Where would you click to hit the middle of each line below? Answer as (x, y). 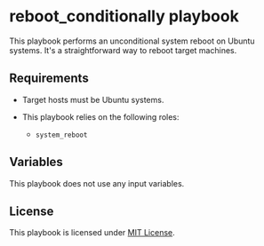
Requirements (49, 79)
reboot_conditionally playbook (124, 16)
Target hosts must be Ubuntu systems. (93, 99)
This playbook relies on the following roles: (100, 116)
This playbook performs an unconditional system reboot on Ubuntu (132, 41)
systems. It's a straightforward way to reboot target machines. (123, 50)
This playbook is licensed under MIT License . (92, 233)
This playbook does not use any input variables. (97, 183)
